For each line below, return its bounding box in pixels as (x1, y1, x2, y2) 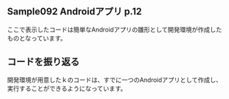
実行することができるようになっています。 (7, 84, 127, 92)
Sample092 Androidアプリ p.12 (7, 5, 142, 18)
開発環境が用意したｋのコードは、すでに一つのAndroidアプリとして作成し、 (7, 76, 222, 84)
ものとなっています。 (7, 34, 67, 42)
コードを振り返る (7, 56, 80, 68)
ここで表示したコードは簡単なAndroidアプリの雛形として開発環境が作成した (7, 25, 222, 34)
